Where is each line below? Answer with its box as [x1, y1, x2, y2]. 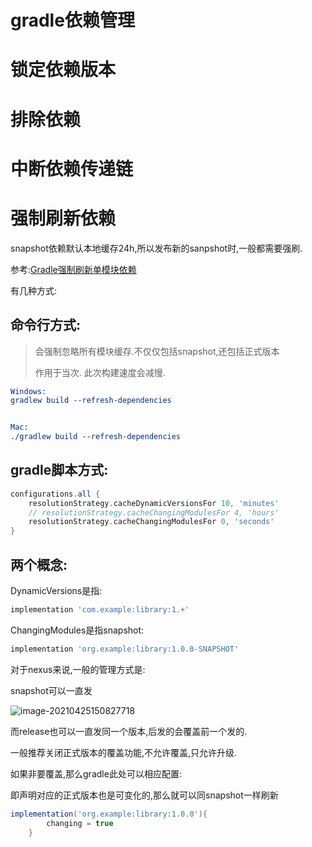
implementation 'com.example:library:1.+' [10, 605, 190, 615]
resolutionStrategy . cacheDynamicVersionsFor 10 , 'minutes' [28, 498, 280, 508]
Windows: [10, 386, 47, 396]
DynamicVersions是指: [10, 585, 103, 596]
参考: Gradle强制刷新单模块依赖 [10, 263, 137, 275]
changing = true [46, 818, 114, 828]
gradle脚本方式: [10, 462, 109, 479]
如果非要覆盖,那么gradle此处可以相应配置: [10, 767, 182, 780]
